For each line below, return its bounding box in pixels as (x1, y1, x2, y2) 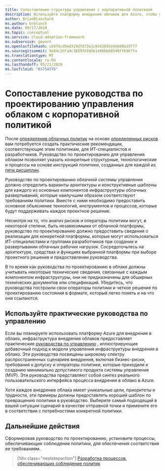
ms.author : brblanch (5, 21, 48, 26)
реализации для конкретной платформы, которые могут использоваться (5, 233, 159, 239)
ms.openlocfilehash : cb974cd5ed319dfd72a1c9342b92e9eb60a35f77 (5, 44, 137, 49)
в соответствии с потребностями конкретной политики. (5, 407, 123, 414)
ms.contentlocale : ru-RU (5, 58, 56, 63)
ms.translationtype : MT (5, 53, 54, 58)
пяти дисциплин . (5, 167, 40, 173)
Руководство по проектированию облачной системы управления (5, 176, 143, 182)
